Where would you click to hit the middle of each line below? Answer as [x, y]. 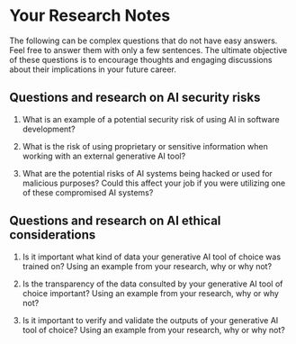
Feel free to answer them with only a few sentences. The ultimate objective [148, 50]
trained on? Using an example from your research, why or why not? [147, 266]
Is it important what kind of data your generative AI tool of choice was [152, 257]
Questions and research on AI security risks [135, 98]
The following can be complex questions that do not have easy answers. [144, 41]
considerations [53, 235]
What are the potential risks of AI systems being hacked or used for [147, 173]
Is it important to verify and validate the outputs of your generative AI [150, 320]
